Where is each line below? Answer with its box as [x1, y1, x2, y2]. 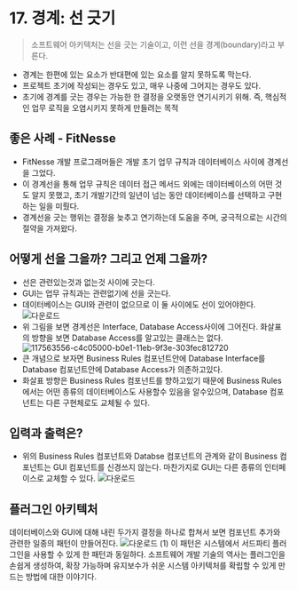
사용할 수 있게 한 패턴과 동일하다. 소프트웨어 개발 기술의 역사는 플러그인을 [32, 549, 286, 560]
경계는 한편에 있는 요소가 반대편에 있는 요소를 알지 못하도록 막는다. [21, 68, 252, 80]
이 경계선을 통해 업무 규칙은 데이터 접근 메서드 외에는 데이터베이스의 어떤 [21, 179, 273, 189]
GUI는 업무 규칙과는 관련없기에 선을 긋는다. [21, 288, 171, 299]
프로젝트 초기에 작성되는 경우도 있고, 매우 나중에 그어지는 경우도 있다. [21, 80, 262, 91]
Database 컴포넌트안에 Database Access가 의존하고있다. [21, 363, 223, 374]
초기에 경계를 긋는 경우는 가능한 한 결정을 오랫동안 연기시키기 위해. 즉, [21, 91, 263, 102]
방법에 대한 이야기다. [25, 571, 98, 582]
